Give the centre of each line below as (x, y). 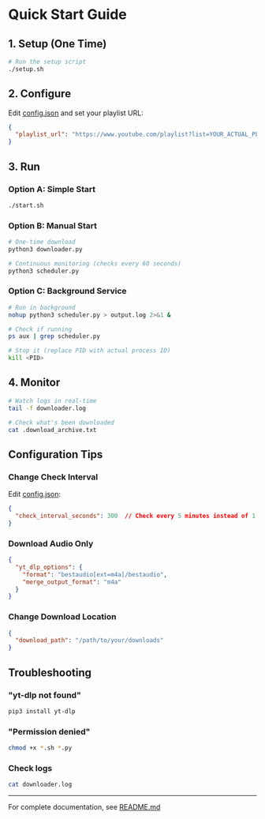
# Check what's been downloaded (61, 423)
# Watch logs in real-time (52, 400)
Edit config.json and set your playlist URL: (76, 113)
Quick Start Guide (68, 15)
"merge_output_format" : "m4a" (72, 582)
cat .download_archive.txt (52, 430)
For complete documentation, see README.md (84, 807)
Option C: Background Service (68, 291)
